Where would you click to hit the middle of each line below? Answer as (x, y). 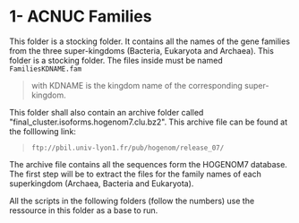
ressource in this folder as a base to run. (84, 210)
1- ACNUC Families (81, 17)
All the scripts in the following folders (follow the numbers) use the (132, 201)
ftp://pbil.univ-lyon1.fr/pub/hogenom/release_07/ (128, 148)
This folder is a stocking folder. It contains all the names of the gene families (150, 41)
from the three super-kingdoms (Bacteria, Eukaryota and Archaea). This (142, 50)
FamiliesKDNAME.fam (46, 69)
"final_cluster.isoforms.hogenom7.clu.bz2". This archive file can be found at (149, 122)
